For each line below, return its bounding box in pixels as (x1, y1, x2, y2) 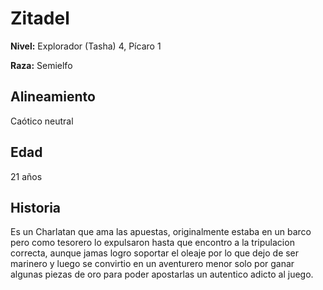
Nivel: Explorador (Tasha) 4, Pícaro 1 (10, 40, 162, 52)
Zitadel (10, 7, 70, 30)
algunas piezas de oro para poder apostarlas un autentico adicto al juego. (10, 268, 314, 281)
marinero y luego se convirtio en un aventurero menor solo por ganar (10, 258, 295, 270)
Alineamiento (10, 88, 96, 106)
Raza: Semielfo (10, 59, 73, 71)
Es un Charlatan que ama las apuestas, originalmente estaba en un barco (10, 226, 312, 238)
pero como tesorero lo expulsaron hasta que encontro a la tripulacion (10, 237, 295, 249)
